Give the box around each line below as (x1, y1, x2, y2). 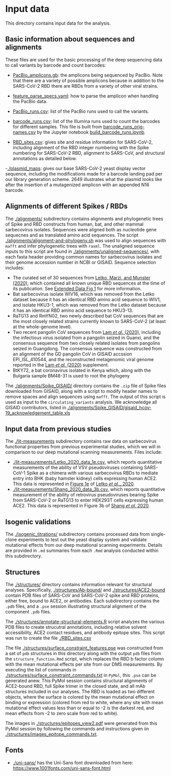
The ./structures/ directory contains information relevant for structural (5, 582, 152, 587)
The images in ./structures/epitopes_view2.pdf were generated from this (5, 720, 157, 726)
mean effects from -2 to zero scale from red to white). (5, 710, 119, 716)
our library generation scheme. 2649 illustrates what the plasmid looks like (5, 176, 162, 182)
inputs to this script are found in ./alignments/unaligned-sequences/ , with (5, 248, 160, 254)
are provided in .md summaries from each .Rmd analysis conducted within (5, 547, 159, 554)
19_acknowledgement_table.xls (5, 410, 70, 416)
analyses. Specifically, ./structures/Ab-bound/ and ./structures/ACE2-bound (5, 587, 165, 593)
